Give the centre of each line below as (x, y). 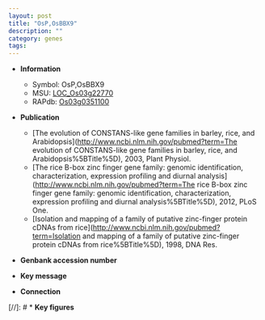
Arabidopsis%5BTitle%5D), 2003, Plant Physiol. (111, 159)
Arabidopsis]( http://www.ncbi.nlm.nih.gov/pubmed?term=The (135, 141)
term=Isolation (56, 236)
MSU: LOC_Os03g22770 (73, 93)
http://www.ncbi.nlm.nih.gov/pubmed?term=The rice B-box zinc (141, 185)
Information (40, 69)
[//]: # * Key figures (41, 307)
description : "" (36, 31)
